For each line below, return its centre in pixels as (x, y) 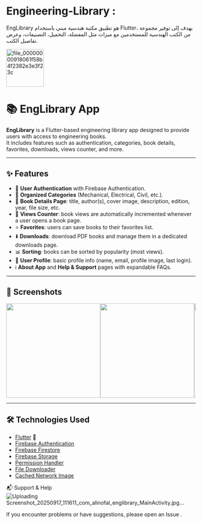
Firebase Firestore (37, 450)
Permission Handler (39, 463)
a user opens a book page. (48, 220)
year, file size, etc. (38, 207)
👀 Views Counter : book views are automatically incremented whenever (103, 214)
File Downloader (35, 469)
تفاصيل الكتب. (22, 40)
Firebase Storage (36, 456)
